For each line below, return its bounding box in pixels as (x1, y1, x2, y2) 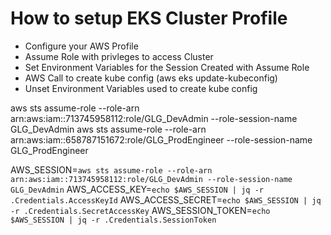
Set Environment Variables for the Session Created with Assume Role (24, 61, 310, 73)
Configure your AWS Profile (24, 40, 139, 52)
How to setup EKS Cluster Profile (10, 7, 288, 30)
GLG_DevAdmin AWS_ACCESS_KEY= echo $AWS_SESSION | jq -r (10, 183, 264, 195)
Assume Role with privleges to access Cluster (24, 50, 214, 62)
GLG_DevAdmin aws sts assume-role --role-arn (10, 123, 207, 135)
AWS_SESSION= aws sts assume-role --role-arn (10, 163, 213, 176)
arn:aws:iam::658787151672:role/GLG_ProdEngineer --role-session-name (10, 133, 313, 146)
